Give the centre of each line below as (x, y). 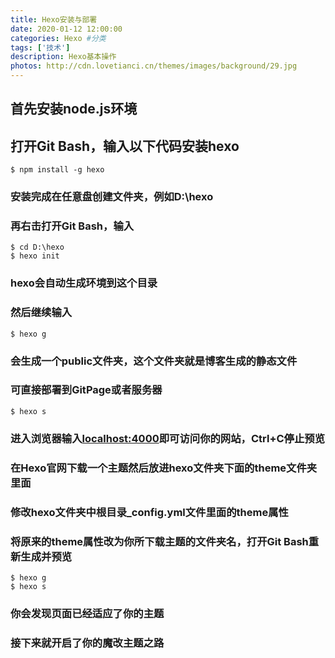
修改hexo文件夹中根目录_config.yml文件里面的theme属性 (149, 512)
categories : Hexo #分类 (58, 38)
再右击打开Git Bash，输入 (72, 226)
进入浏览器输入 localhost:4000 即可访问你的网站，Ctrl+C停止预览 (168, 438)
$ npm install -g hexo (57, 170)
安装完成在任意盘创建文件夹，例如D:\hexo (112, 197)
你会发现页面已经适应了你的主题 (87, 613)
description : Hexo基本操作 (63, 57)
